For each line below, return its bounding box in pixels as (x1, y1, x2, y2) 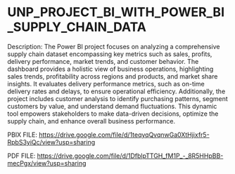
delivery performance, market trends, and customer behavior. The (7, 57, 199, 65)
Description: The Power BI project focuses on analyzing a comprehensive (7, 42, 220, 51)
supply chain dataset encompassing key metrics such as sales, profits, (7, 50, 212, 58)
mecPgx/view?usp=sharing (7, 159, 87, 167)
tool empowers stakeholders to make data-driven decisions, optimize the (7, 109, 219, 118)
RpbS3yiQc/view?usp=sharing (7, 138, 96, 146)
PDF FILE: (7, 152, 36, 160)
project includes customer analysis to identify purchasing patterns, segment (7, 94, 229, 102)
